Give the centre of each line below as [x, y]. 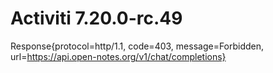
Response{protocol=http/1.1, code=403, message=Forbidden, [137, 46]
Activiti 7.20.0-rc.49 [96, 18]
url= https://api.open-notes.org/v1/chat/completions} [118, 56]
